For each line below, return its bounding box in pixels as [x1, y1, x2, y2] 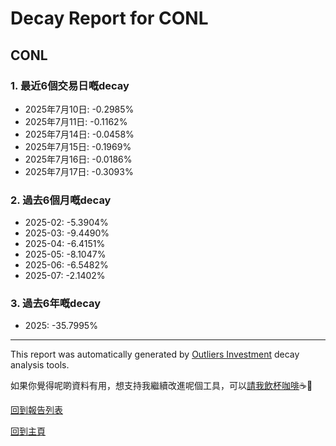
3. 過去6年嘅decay [10, 297, 102, 311]
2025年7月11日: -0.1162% [24, 115, 128, 127]
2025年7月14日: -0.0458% [24, 128, 135, 140]
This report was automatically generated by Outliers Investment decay [10, 348, 300, 361]
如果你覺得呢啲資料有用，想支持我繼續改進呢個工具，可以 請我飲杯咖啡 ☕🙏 [10, 380, 313, 392]
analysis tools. [10, 359, 70, 371]
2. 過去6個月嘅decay [10, 193, 112, 207]
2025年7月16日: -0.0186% [24, 153, 133, 165]
